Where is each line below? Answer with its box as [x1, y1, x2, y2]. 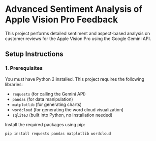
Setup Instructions [5, 50, 63, 58]
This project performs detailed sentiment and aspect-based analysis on [5, 30, 150, 36]
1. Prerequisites [5, 65, 43, 72]
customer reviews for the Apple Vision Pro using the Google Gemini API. [5, 36, 151, 42]
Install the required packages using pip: [5, 121, 85, 127]
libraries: [5, 81, 23, 87]
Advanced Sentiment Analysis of [5, 3, 143, 15]
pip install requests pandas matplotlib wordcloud [5, 131, 111, 136]
